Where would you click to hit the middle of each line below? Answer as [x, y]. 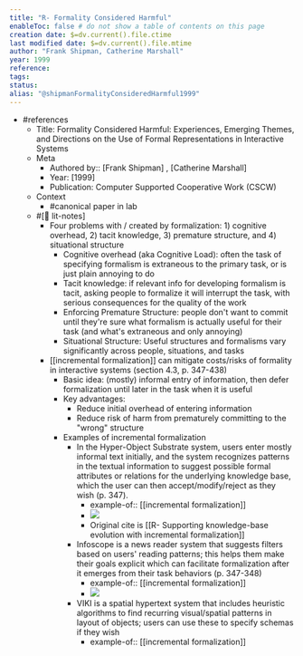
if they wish [98, 632]
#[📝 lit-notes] [61, 216]
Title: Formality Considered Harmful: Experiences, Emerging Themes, [165, 129]
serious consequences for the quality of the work [155, 302]
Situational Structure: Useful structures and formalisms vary [175, 341]
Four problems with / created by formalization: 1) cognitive [158, 225]
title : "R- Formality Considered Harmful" [90, 18]
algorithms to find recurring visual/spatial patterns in [175, 613]
